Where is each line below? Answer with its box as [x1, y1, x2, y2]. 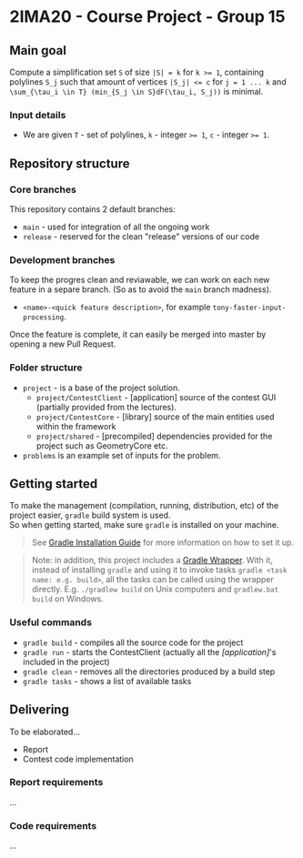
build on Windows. [31, 593, 105, 604]
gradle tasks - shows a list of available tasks [22, 675, 192, 686]
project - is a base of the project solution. [22, 382, 180, 393]
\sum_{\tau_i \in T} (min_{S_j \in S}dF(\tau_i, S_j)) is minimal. [9, 86, 264, 96]
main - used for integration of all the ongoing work [22, 221, 210, 232]
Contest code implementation [22, 753, 134, 764]
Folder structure [9, 361, 83, 374]
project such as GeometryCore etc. [35, 439, 168, 451]
